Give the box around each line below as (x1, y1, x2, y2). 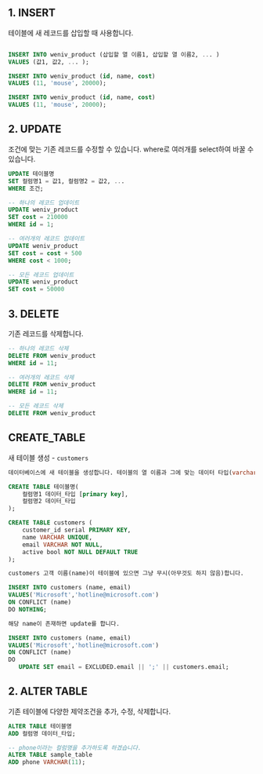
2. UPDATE (8, 122, 62, 136)
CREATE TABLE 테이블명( (8, 483, 79, 491)
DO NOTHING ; (8, 605, 47, 613)
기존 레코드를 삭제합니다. (8, 329, 84, 338)
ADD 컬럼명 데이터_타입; (8, 729, 76, 737)
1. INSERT (8, 6, 56, 20)
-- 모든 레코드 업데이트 (8, 271, 74, 279)
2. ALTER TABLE (8, 685, 88, 698)
